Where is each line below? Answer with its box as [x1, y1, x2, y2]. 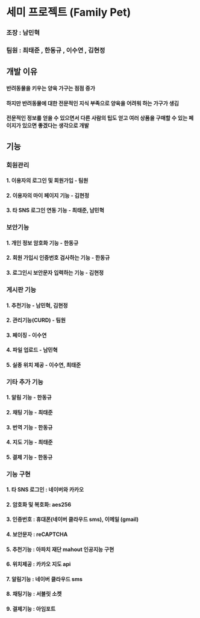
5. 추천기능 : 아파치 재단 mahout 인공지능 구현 [6, 546, 114, 553]
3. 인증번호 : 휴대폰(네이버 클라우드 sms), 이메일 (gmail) [6, 516, 139, 523]
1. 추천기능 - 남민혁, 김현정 [6, 302, 68, 309]
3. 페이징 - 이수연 [6, 331, 47, 339]
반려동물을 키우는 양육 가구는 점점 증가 [6, 85, 95, 92]
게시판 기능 [6, 286, 37, 294]
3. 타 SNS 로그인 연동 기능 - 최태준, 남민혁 [6, 207, 104, 214]
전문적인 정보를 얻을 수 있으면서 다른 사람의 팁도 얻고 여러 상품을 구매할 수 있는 [6, 114, 188, 122]
